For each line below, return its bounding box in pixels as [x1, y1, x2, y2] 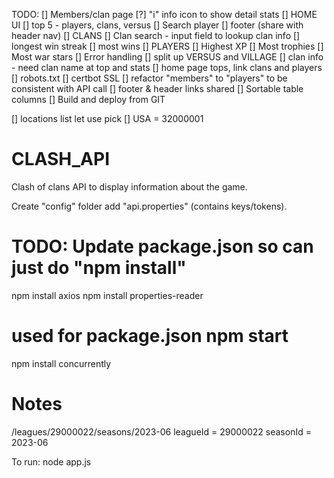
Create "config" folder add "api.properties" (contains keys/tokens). [11, 200, 288, 212]
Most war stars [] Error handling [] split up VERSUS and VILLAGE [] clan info [11, 51, 324, 63]
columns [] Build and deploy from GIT [11, 94, 166, 105]
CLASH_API [11, 148, 111, 171]
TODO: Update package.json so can [11, 235, 314, 258]
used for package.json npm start [11, 325, 289, 348]
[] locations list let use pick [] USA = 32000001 [11, 113, 204, 124]
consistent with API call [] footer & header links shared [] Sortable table [11, 83, 304, 94]
